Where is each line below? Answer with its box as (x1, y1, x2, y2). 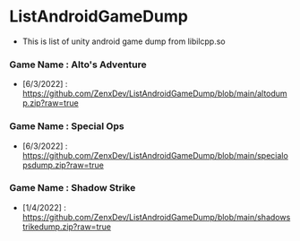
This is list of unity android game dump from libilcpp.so (21, 36, 226, 47)
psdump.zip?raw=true (21, 159, 105, 170)
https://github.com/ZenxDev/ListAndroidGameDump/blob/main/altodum (21, 88, 288, 99)
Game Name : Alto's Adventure (9, 58, 147, 71)
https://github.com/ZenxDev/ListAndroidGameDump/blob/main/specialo (21, 150, 288, 160)
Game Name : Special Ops (9, 120, 124, 133)
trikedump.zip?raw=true (21, 221, 112, 232)
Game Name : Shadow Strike (9, 182, 136, 194)
